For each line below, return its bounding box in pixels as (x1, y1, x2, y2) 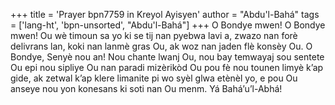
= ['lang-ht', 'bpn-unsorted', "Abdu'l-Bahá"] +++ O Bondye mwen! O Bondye (10, 19, 326, 31)
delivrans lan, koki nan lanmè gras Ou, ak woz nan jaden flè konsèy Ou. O (10, 40, 313, 52)
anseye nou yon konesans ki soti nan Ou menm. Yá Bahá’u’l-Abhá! (10, 83, 283, 94)
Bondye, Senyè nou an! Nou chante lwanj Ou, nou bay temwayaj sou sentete (10, 51, 325, 63)
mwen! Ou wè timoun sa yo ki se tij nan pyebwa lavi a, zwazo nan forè (10, 30, 298, 41)
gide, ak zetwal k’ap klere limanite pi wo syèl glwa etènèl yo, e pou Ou (10, 72, 298, 84)
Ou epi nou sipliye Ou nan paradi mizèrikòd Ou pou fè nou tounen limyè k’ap (10, 62, 324, 73)
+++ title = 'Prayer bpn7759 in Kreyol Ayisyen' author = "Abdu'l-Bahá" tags (10, 9, 320, 20)
